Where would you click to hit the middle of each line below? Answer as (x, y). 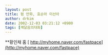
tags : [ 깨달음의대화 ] (24, 28)
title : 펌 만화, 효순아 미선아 (32, 14)
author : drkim (20, 18)
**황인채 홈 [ (17, 42)
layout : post (18, 9)
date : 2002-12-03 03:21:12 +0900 (39, 23)
